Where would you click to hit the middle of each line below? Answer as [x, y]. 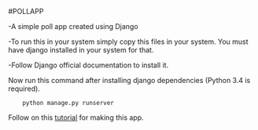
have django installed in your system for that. [81, 50]
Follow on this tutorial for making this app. [76, 117]
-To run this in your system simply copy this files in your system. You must [129, 42]
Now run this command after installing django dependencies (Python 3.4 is [129, 80]
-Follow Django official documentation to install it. [88, 65]
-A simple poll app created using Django [74, 26]
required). [24, 88]
